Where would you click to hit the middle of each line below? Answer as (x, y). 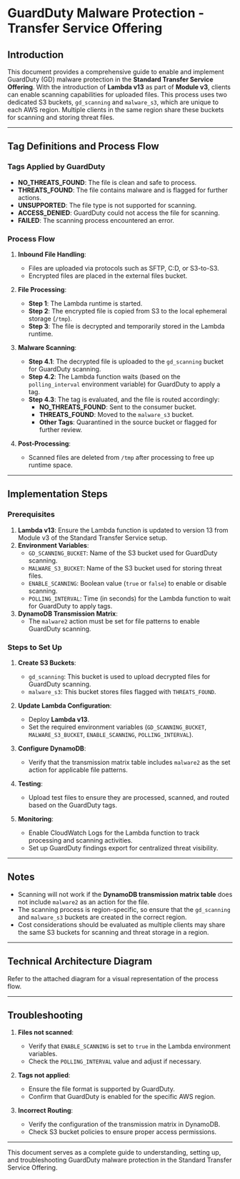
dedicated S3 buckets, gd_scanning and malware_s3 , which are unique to (113, 102)
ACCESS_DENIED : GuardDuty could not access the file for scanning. (119, 213)
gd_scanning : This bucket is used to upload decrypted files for (119, 676)
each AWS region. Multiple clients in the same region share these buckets (116, 110)
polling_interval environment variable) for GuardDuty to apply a (124, 384)
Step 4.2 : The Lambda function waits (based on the (104, 376)
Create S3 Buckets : (47, 663)
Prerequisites (31, 514)
